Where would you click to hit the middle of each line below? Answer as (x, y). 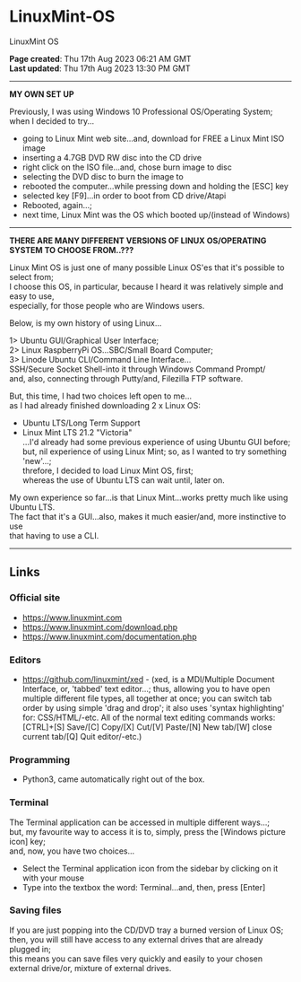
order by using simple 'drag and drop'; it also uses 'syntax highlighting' (153, 707)
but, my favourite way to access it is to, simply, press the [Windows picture (148, 831)
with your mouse (53, 878)
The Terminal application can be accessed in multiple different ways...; (140, 822)
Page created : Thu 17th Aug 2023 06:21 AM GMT (100, 58)
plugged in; (30, 949)
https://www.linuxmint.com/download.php (100, 627)
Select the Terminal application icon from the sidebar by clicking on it (150, 868)
